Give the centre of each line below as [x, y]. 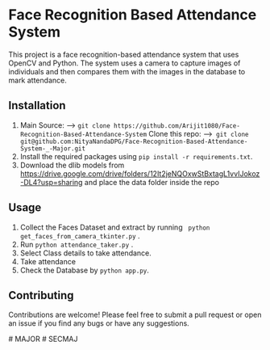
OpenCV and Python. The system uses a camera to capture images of [125, 63]
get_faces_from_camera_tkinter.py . [80, 235]
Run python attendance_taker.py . [77, 244]
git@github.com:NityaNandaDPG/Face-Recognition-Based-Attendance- [134, 141]
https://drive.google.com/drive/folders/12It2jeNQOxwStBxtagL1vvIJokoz [140, 173]
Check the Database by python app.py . [84, 270]
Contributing [41, 295]
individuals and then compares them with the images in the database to [127, 71]
